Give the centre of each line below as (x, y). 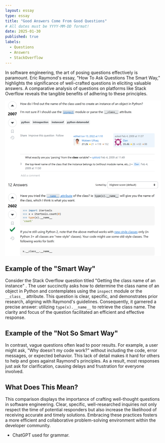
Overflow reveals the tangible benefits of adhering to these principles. (76, 93)
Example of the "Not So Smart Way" (62, 333)
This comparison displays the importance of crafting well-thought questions (82, 399)
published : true (22, 37)
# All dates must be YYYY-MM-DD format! (47, 26)
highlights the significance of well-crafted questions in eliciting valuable (78, 83)
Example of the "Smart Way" (50, 268)
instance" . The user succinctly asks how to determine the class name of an (82, 286)
